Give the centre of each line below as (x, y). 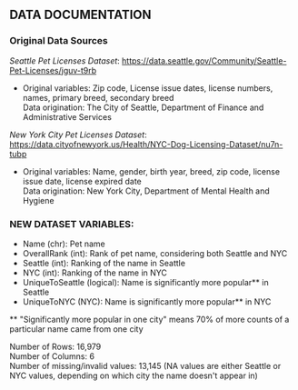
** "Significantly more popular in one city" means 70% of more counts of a (149, 319)
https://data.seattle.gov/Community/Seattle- (204, 60)
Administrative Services (67, 116)
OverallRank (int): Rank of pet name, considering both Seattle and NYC (155, 253)
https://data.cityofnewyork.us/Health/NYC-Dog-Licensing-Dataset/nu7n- (146, 144)
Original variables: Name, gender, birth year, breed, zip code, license (151, 171)
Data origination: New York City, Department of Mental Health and (146, 191)
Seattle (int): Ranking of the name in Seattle (104, 263)
